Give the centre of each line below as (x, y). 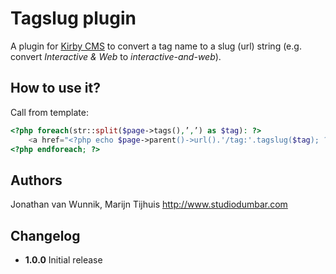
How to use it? (55, 88)
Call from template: (49, 112)
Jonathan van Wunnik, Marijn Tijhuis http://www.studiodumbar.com (149, 204)
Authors (36, 180)
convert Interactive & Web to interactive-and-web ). (116, 56)
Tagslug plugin (73, 18)
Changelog (45, 235)
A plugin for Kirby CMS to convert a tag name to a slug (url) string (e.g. (156, 46)
